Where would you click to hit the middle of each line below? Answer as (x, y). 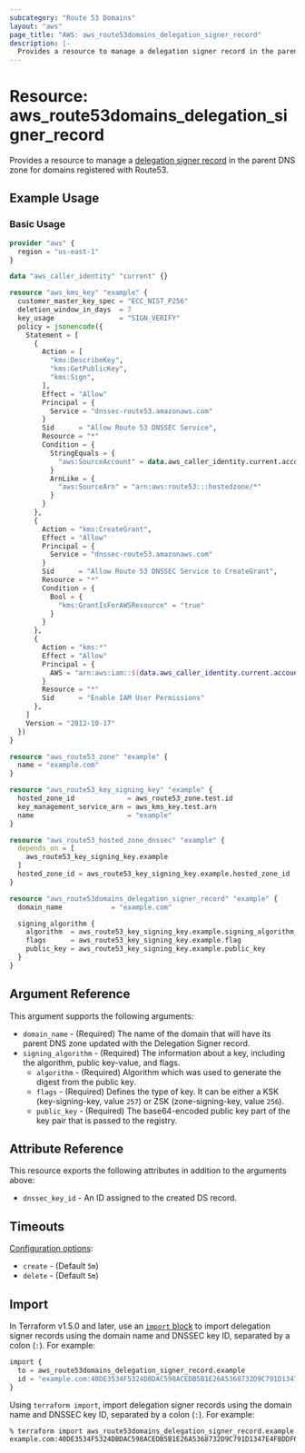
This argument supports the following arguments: (102, 1016)
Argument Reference (70, 994)
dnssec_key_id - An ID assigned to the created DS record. (130, 1198)
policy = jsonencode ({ (60, 326)
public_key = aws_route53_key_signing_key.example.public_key (146, 949)
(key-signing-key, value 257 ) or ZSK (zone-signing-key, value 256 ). (160, 1101)
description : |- (40, 43)
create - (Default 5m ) (61, 1266)
